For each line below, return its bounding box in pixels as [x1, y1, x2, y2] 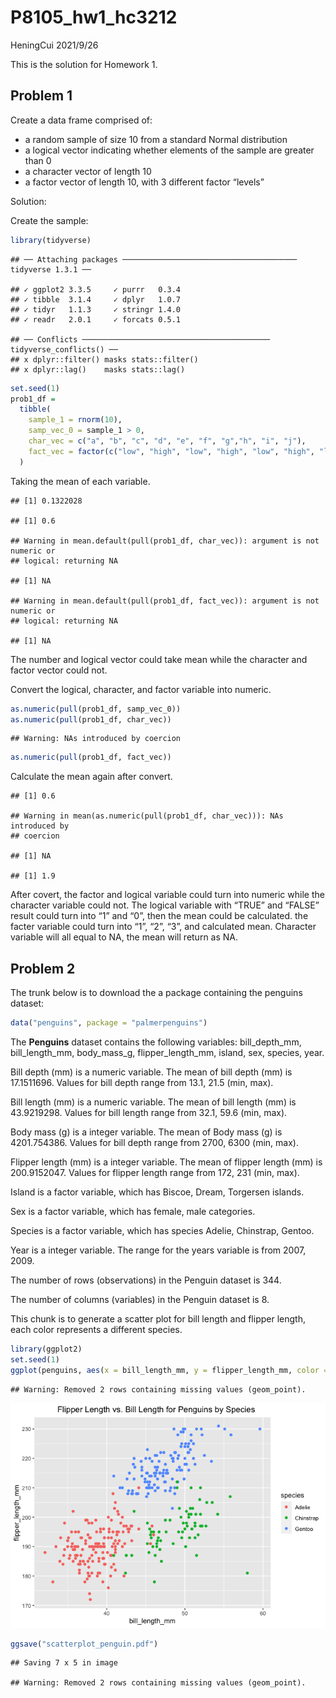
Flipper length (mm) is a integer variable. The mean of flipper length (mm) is [10, 1156, 323, 1168]
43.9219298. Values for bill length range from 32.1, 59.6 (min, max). [10, 1106, 288, 1118]
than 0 [24, 154, 52, 166]
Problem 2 [10, 960, 76, 977]
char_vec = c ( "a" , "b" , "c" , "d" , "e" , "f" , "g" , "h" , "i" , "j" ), [28, 436, 307, 446]
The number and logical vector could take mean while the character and [10, 653, 308, 665]
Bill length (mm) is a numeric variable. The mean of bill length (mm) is [10, 1096, 297, 1108]
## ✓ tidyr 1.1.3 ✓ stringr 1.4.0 [10, 304, 182, 315]
